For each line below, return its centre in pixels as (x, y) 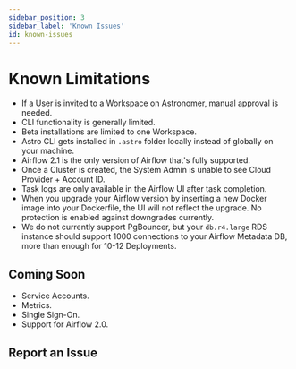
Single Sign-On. (51, 315)
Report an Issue (53, 352)
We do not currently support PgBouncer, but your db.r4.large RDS (144, 227)
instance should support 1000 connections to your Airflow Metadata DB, (154, 236)
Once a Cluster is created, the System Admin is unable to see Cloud (146, 170)
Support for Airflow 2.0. (65, 324)
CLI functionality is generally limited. (88, 123)
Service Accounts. (55, 296)
